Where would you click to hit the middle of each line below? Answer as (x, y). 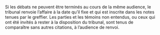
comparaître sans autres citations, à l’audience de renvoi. (62, 27)
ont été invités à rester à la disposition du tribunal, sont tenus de (69, 22)
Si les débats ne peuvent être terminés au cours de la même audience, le (78, 7)
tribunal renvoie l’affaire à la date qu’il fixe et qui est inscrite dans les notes (80, 12)
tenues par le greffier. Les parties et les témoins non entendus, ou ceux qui (80, 17)
